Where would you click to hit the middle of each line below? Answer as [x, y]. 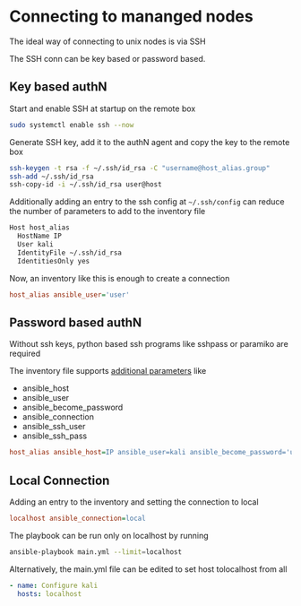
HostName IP [40, 236]
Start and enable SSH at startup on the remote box [103, 108]
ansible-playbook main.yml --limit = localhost [95, 552]
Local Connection [60, 480]
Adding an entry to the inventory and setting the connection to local [134, 502]
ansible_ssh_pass [55, 436]
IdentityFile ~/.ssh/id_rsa [70, 253]
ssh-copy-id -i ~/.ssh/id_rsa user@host [86, 185]
